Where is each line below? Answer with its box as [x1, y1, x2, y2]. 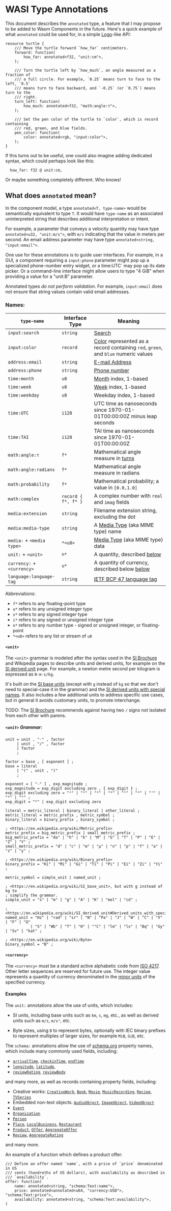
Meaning [118, 318, 140, 325]
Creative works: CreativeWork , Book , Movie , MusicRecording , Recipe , [12, 1088, 152, 1094]
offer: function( [5, 1179, 42, 1184]
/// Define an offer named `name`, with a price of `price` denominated [5, 1161, 163, 1166]
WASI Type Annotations [5, 4, 108, 15]
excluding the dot [94, 513, 136, 520]
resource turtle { [5, 41, 44, 46]
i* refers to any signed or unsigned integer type [12, 617, 113, 623]
